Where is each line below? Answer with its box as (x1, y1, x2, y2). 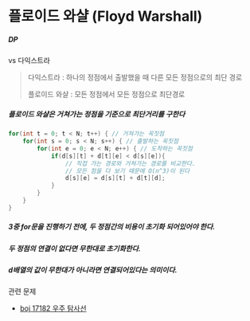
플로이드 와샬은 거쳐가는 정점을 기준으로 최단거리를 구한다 (8, 109, 186, 119)
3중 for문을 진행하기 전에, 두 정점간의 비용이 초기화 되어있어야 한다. (8, 222, 216, 232)
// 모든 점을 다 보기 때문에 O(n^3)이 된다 (64, 166, 190, 175)
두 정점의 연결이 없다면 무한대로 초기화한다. (8, 244, 141, 253)
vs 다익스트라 (8, 56, 50, 65)
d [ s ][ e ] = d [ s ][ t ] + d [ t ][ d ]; (64, 174, 166, 182)
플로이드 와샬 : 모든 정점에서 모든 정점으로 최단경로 (27, 89, 186, 100)
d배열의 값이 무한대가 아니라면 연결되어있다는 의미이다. (8, 265, 178, 275)
